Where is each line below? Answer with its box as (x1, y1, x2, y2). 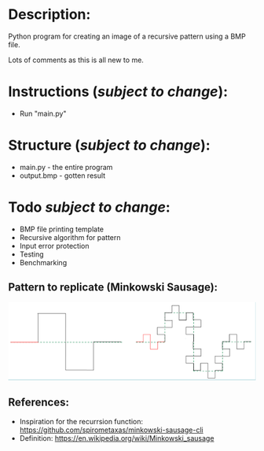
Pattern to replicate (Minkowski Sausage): (8, 281, 218, 294)
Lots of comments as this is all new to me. (8, 55, 144, 65)
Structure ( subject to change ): (8, 136, 211, 154)
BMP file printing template (19, 224, 104, 234)
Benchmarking (19, 257, 68, 267)
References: (8, 396, 69, 409)
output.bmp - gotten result (19, 171, 106, 180)
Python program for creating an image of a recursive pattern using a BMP (8, 31, 246, 41)
